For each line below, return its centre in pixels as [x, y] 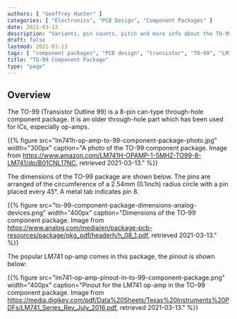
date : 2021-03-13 [33, 27]
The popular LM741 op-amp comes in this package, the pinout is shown [111, 257]
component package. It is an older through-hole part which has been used [115, 119]
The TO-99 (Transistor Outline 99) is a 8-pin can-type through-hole [105, 112]
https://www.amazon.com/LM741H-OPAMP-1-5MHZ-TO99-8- [112, 155]
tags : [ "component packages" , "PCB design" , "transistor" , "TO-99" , [112, 54]
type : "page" [26, 66]
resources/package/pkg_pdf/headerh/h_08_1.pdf [78, 235]
